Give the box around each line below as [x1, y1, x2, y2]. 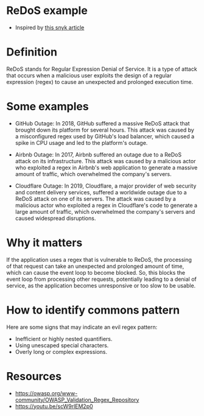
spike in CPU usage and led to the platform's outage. [15, 139, 148, 146]
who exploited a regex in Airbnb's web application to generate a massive [15, 164, 198, 171]
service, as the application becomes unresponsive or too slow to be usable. [6, 281, 196, 289]
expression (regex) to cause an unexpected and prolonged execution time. [6, 78, 194, 85]
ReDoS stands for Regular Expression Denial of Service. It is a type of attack [6, 65, 197, 72]
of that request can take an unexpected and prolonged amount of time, [6, 263, 185, 270]
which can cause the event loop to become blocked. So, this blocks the [6, 269, 186, 276]
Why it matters [6, 236, 83, 250]
